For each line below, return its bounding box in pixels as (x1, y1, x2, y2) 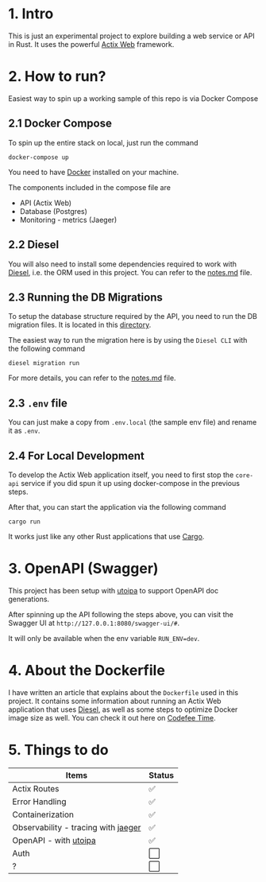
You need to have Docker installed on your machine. (8, 167, 179, 177)
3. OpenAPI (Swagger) (8, 560, 159, 577)
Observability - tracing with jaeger (12, 822, 141, 833)
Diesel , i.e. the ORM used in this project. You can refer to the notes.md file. (8, 267, 253, 277)
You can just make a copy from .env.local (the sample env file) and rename (8, 418, 257, 427)
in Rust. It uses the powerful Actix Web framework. (8, 39, 175, 49)
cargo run (8, 518, 41, 526)
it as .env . (8, 426, 40, 436)
